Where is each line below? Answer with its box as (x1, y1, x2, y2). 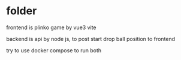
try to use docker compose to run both (6, 46, 102, 54)
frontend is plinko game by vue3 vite (6, 24, 96, 31)
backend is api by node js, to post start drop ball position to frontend (6, 35, 176, 42)
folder (6, 4, 37, 18)
